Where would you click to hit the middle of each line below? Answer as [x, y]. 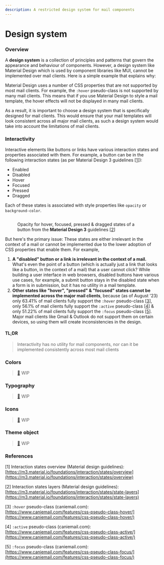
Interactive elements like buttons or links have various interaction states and [82, 150]
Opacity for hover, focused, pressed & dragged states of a [76, 224]
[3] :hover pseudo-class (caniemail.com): [47, 507]
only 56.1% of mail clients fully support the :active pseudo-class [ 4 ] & [83, 306]
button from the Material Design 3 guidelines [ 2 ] [66, 230]
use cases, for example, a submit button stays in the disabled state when [86, 280]
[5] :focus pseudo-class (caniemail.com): [47, 547]
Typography [20, 385]
